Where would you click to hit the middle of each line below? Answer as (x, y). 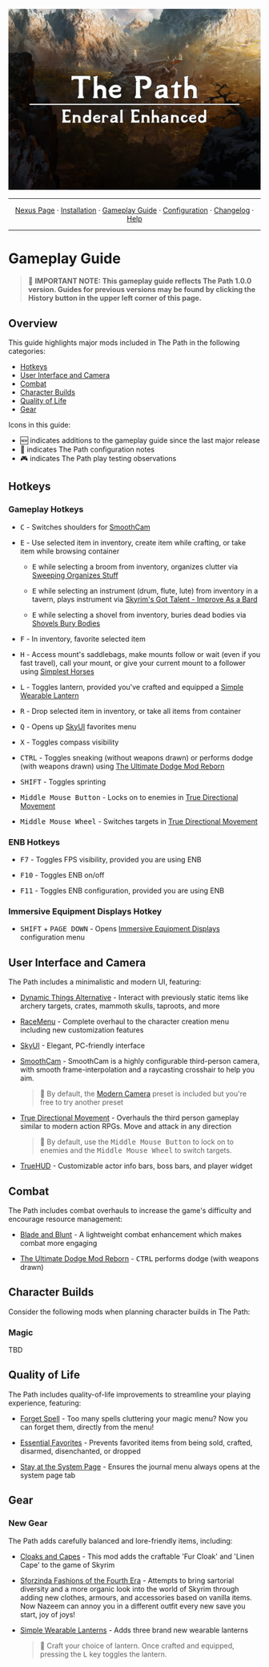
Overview (33, 323)
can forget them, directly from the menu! (87, 1427)
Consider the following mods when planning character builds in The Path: (129, 1312)
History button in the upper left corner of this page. (114, 298)
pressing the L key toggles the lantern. (103, 1654)
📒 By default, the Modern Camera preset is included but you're (143, 1094)
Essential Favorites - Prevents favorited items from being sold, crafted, (136, 1442)
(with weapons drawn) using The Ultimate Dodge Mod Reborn (122, 766)
